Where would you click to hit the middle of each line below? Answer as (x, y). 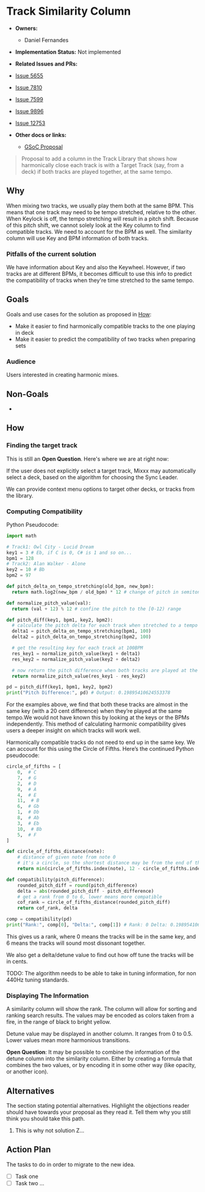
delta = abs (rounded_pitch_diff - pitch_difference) (86, 891)
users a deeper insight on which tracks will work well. (74, 731)
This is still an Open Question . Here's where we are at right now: (88, 459)
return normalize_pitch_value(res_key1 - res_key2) (79, 676)
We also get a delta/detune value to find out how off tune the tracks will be (100, 955)
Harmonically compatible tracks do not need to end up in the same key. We (101, 742)
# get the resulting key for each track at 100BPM (77, 648)
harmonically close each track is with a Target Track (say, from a (103, 165)
